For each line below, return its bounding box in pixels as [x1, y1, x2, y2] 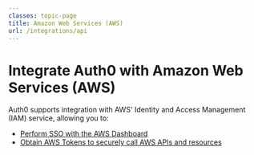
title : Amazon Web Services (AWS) [8, 19, 124, 27]
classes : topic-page [8, 11, 78, 20]
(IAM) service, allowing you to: [8, 113, 110, 123]
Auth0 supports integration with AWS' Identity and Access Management [8, 105, 246, 115]
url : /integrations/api [8, 27, 88, 35]
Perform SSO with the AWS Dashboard [19, 129, 148, 139]
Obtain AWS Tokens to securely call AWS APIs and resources [19, 137, 222, 147]
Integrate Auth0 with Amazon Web [8, 61, 244, 80]
